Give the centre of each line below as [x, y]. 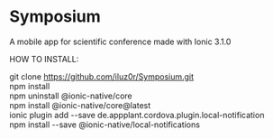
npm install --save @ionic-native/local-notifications [105, 125]
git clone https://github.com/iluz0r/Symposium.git [102, 76]
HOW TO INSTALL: [44, 59]
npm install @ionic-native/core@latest [80, 105]
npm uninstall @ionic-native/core [71, 96]
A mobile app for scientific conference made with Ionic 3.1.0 [120, 42]
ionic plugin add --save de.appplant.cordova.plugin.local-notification [137, 115]
